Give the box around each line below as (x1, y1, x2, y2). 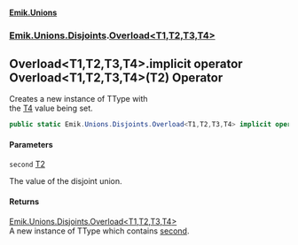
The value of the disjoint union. (9, 176, 122, 187)
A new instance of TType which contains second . (9, 226, 190, 236)
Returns (9, 196, 40, 207)
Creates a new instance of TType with (9, 94, 148, 104)
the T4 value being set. (9, 103, 93, 114)
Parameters (9, 139, 53, 149)
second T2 (9, 159, 46, 170)
